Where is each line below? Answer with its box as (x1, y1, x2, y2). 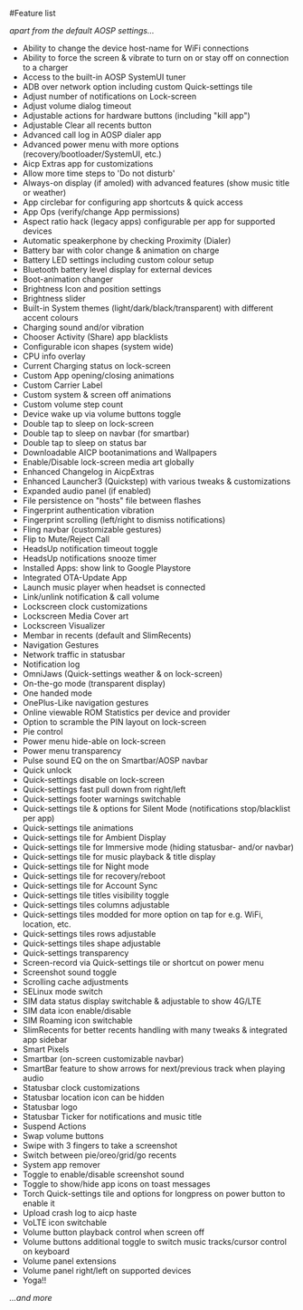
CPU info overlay (22, 351, 86, 361)
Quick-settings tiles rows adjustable (22, 929, 156, 939)
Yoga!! (22, 1275, 47, 1286)
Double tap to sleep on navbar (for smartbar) (22, 428, 190, 438)
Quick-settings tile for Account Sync (22, 881, 158, 891)
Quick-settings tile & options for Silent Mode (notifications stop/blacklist (22, 804, 291, 814)
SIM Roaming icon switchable (22, 1015, 133, 1026)
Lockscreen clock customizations (22, 602, 147, 612)
